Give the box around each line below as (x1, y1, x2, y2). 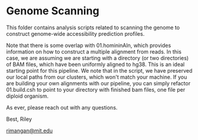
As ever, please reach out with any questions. (6, 104, 118, 111)
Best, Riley (6, 115, 32, 123)
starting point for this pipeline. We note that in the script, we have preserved (6, 67, 193, 74)
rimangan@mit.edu (6, 127, 53, 134)
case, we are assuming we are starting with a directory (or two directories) (6, 54, 189, 61)
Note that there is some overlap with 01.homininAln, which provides (6, 42, 171, 49)
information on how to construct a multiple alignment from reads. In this (6, 48, 182, 55)
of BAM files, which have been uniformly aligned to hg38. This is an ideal (6, 61, 185, 68)
